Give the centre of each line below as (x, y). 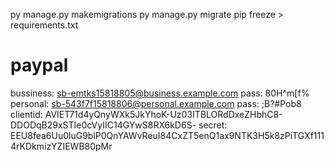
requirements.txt (44, 25)
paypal (39, 65)
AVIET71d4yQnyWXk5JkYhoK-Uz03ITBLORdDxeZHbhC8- (163, 114)
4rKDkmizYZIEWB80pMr (61, 146)
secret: (213, 125)
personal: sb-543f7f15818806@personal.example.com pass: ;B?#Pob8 (156, 103)
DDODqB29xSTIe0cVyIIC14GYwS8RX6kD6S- (103, 125)
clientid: (26, 114)
